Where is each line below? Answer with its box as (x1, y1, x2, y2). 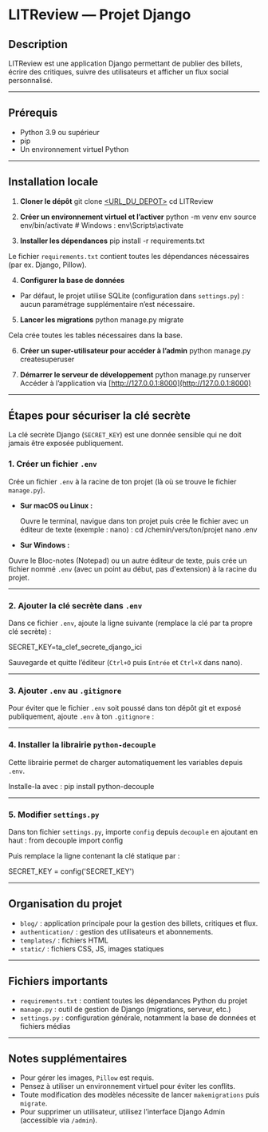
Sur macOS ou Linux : (19, 500, 93, 510)
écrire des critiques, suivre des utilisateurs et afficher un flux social (8, 67, 229, 77)
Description (8, 38, 68, 51)
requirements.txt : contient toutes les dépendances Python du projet (19, 995, 248, 1005)
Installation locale (8, 175, 99, 189)
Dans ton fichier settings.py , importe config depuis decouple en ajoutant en (8, 827, 258, 836)
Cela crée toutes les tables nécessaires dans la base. (8, 330, 183, 340)
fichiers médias (19, 1021, 71, 1030)
